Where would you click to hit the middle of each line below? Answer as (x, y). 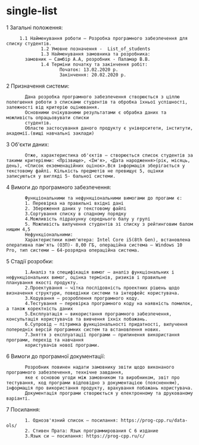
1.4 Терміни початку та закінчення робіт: (94, 64)
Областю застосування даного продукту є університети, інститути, (109, 128)
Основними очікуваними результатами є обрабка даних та (96, 112)
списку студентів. (29, 43)
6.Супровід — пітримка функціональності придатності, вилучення (106, 324)
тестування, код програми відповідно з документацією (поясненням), (93, 382)
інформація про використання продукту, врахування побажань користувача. (100, 388)
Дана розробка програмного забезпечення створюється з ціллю (102, 97)
